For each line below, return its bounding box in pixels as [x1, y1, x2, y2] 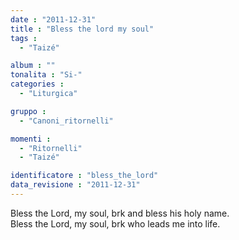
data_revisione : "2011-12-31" [10, 180, 141, 190]
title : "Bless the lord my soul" [10, 24, 155, 34]
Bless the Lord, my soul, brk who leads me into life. [10, 217, 221, 230]
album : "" [10, 61, 56, 71]
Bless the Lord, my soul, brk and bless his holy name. [10, 207, 230, 219]
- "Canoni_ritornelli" [19, 116, 114, 126]
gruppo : [10, 106, 47, 116]
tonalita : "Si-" [10, 70, 83, 80]
